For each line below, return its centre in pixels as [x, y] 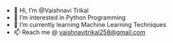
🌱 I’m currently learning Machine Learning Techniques [90, 25]
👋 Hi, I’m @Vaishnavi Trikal [51, 10]
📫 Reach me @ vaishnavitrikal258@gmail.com [79, 32]
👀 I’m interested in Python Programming [70, 17]
